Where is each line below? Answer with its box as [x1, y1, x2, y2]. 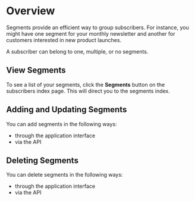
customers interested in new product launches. [6, 36, 122, 43]
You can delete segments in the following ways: [6, 171, 123, 178]
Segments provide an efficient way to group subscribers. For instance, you [6, 24, 189, 31]
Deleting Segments [6, 155, 79, 165]
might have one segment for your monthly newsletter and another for [6, 30, 175, 37]
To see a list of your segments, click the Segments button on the [6, 81, 165, 88]
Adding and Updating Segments [6, 105, 127, 115]
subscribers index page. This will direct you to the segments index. [6, 87, 171, 95]
